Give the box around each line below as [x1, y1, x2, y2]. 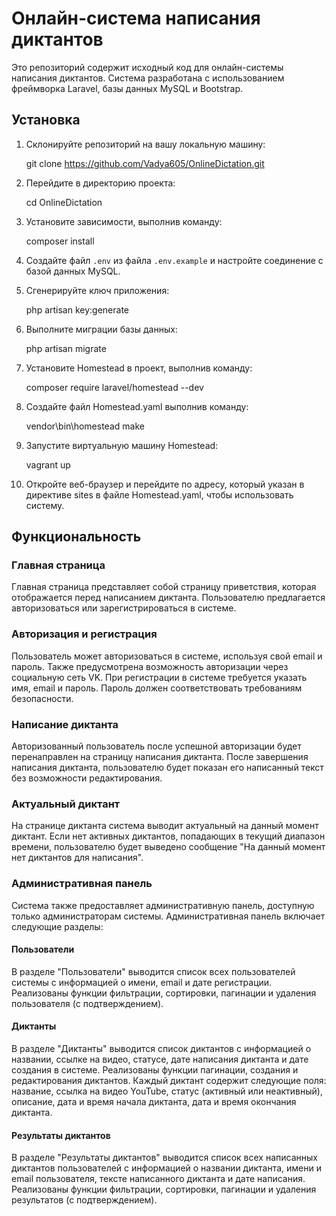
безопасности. [11, 692, 74, 704]
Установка [11, 112, 81, 129]
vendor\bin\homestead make [25, 420, 145, 432]
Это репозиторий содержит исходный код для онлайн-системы [11, 61, 284, 73]
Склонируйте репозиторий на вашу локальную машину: [25, 138, 266, 150]
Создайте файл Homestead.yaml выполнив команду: [25, 400, 249, 412]
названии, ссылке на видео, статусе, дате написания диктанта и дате [11, 1053, 309, 1066]
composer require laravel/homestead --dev [25, 381, 204, 393]
